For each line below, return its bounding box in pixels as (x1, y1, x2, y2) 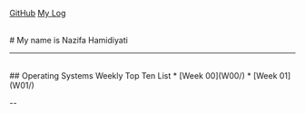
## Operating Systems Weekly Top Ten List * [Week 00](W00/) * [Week (9, 71, 278, 80)
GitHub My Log (9, 8, 66, 18)
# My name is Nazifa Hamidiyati (9, 35, 129, 45)
